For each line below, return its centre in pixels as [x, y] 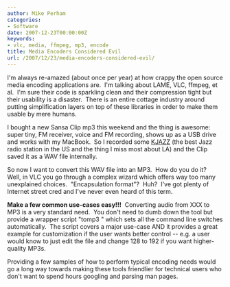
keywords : [21, 39]
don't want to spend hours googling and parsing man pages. [93, 276]
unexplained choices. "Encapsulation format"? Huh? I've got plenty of [108, 184]
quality [17, 248]
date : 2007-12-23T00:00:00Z [47, 33]
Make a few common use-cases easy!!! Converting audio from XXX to [108, 204]
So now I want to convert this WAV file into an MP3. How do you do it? [107, 169]
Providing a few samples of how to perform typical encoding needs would [112, 262]
